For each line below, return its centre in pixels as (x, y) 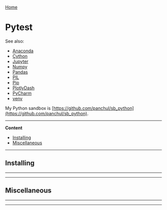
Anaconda (23, 51)
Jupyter (20, 61)
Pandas (20, 72)
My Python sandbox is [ (29, 108)
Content (14, 128)
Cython (20, 56)
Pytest (19, 27)
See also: (15, 41)
